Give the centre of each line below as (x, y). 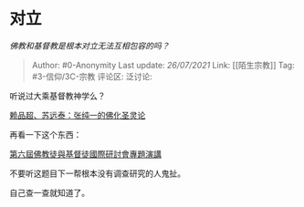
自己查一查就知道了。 (49, 192)
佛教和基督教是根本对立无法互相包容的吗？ (89, 46)
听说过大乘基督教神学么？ (58, 96)
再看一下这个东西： (46, 134)
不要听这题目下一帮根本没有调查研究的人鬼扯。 (97, 173)
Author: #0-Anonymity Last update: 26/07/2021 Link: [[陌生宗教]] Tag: (163, 65)
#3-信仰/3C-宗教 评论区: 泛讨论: (92, 76)
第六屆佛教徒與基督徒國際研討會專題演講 (85, 154)
